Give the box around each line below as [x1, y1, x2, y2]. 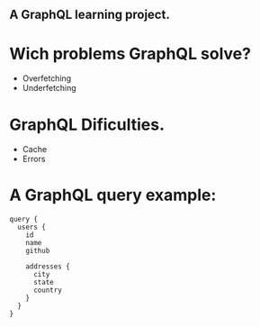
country [32, 286, 63, 295]
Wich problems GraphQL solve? [9, 43, 252, 64]
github [25, 247, 50, 256]
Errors [22, 153, 46, 165]
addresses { [25, 262, 70, 271]
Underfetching [22, 83, 76, 94]
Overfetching [22, 73, 72, 84]
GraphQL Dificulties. [9, 114, 165, 134]
